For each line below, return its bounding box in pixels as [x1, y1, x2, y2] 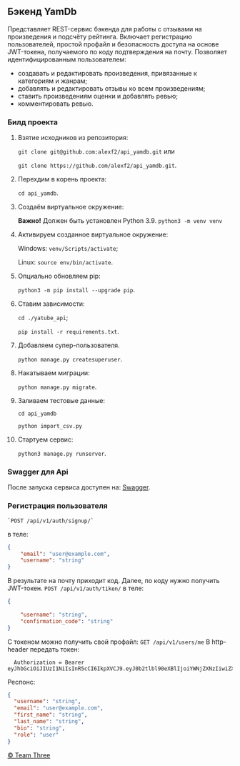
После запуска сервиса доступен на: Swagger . [7, 483, 151, 492]
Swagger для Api [7, 467, 69, 477]
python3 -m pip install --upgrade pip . [17, 286, 136, 294]
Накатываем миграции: [17, 369, 91, 377]
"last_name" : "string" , [14, 718, 84, 725]
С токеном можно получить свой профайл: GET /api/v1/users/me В [7, 637, 211, 646]
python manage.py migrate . [17, 382, 97, 392]
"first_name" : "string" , [14, 711, 88, 719]
